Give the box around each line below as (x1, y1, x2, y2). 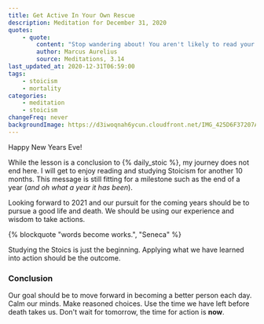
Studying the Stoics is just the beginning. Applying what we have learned (8, 245, 245, 254)
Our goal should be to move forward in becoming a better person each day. (8, 291, 252, 300)
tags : (8, 70, 26, 78)
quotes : (8, 26, 34, 34)
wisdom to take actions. (8, 214, 86, 224)
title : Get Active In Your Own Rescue (8, 11, 135, 20)
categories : (8, 92, 47, 100)
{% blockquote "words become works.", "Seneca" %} (8, 229, 182, 239)
